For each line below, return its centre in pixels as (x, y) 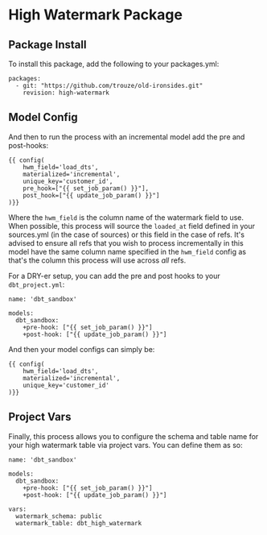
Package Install (47, 45)
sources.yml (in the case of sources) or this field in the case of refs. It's (127, 234)
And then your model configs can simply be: (82, 349)
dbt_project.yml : (37, 284)
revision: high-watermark (66, 93)
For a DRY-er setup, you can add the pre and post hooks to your (114, 276)
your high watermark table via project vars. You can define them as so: (125, 445)
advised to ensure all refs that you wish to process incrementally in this (126, 243)
